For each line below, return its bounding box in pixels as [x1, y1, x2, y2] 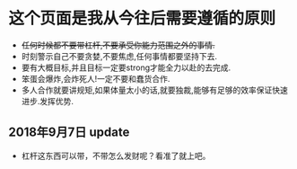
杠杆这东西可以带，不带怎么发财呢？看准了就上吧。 [21, 150, 211, 161]
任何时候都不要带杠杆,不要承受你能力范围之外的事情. [21, 40, 215, 50]
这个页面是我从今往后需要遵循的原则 [8, 8, 276, 29]
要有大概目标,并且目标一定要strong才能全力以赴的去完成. [21, 62, 231, 73]
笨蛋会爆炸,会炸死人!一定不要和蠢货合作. [21, 73, 170, 84]
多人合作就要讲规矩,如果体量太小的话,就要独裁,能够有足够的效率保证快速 [21, 84, 288, 95]
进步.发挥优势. [21, 95, 74, 106]
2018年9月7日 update [8, 125, 130, 140]
